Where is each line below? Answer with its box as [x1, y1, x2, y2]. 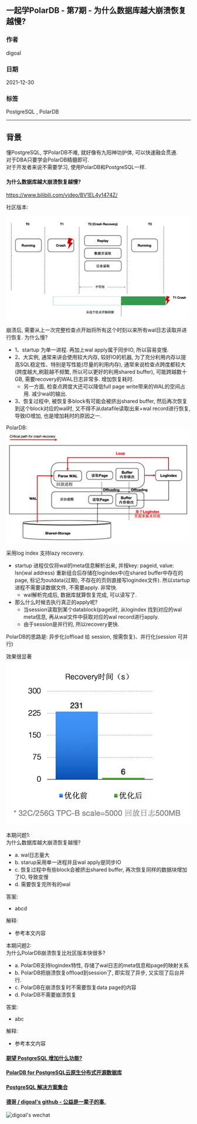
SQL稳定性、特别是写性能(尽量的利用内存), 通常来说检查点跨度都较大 [19, 361, 186, 368]
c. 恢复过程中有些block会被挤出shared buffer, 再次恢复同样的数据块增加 [14, 866, 188, 873]
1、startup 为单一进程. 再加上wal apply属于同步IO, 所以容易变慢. [14, 346, 169, 353]
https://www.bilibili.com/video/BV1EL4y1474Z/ [6, 191, 118, 198]
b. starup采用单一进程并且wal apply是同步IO [14, 859, 121, 866]
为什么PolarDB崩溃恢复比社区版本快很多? [6, 950, 106, 957]
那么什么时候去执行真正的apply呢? [14, 599, 98, 606]
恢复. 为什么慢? [11, 334, 48, 341]
